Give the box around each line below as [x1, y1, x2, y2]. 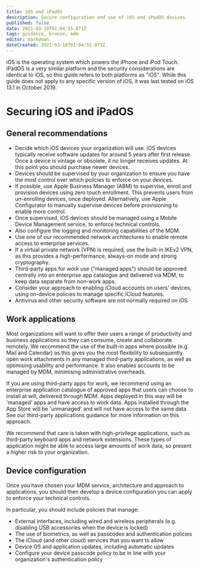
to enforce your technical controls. [6, 494, 91, 501]
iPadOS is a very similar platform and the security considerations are [6, 65, 175, 72]
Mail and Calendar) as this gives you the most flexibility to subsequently [6, 349, 183, 356]
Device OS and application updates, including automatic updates [14, 543, 174, 550]
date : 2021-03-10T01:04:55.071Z [6, 25, 87, 32]
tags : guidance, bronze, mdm [6, 31, 79, 37]
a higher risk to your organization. [6, 448, 90, 455]
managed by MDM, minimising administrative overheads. [6, 368, 146, 375]
